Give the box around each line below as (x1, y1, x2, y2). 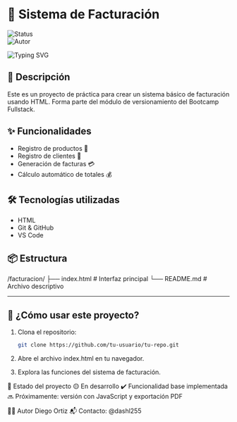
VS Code (17, 231, 44, 240)
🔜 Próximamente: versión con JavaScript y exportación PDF (7, 392, 183, 400)
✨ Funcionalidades (7, 125, 92, 137)
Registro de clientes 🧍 (17, 151, 82, 160)
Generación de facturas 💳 (17, 159, 95, 168)
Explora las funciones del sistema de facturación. (17, 368, 161, 376)
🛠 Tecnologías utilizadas (7, 194, 120, 206)
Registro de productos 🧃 (17, 144, 88, 152)
